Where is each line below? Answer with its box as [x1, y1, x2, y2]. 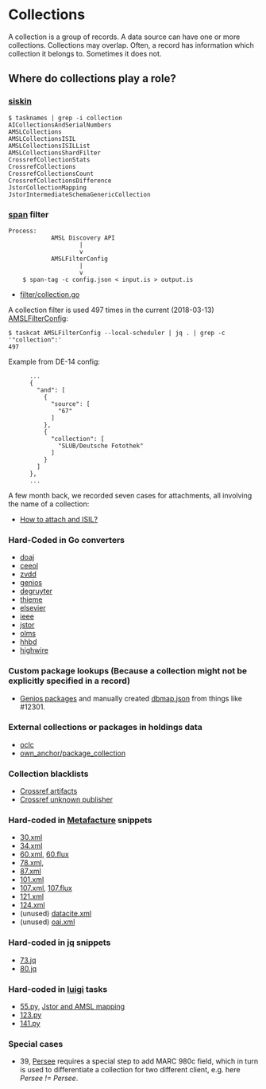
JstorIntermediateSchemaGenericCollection [8, 190, 151, 198]
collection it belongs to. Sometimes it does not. [8, 49, 162, 58]
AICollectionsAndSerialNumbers [8, 121, 112, 129]
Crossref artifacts [19, 786, 78, 796]
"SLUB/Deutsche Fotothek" [58, 442, 145, 450]
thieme [19, 595, 43, 604]
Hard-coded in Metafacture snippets [8, 814, 152, 826]
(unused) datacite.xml [19, 909, 92, 919]
